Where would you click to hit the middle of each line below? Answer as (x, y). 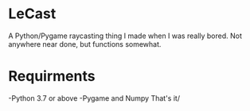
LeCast (32, 14)
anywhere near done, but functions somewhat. (85, 44)
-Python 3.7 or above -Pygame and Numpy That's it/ (94, 98)
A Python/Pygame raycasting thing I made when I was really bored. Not (125, 36)
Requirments (52, 77)
